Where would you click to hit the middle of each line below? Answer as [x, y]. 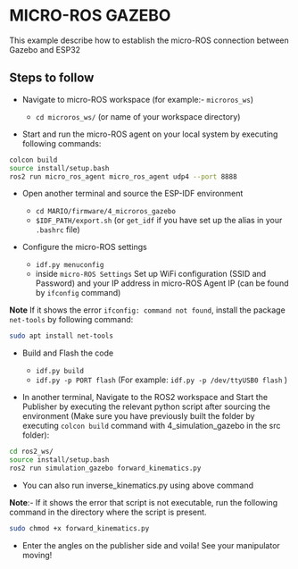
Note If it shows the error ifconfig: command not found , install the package [147, 310]
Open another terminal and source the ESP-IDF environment [132, 194]
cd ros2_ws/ [31, 452]
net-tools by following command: [71, 320]
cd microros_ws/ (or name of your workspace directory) [138, 116]
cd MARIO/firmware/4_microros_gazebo [106, 212]
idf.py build [60, 372]
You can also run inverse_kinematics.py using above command [138, 485]
